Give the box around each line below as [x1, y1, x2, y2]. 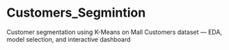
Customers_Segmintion [6, 5, 146, 21]
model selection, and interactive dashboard [6, 35, 131, 43]
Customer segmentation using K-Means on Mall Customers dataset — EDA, [6, 28, 223, 36]
